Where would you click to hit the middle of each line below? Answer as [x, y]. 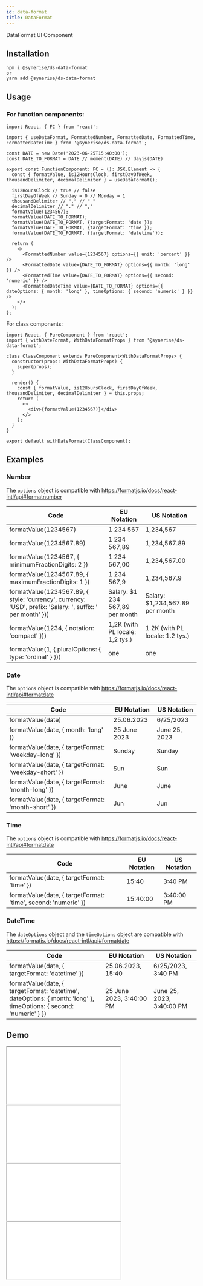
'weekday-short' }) [37, 772]
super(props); [35, 367]
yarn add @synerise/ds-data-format [51, 79]
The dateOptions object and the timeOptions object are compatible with [95, 934]
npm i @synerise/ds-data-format [47, 68]
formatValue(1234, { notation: [52, 628]
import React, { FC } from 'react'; [52, 127]
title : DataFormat [29, 18]
